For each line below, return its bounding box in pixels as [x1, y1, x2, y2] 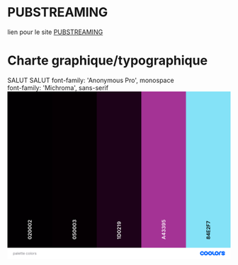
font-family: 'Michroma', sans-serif [7, 83, 108, 92]
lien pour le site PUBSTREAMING [7, 28, 103, 36]
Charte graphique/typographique [7, 52, 208, 69]
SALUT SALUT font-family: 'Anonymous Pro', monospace [7, 76, 175, 84]
